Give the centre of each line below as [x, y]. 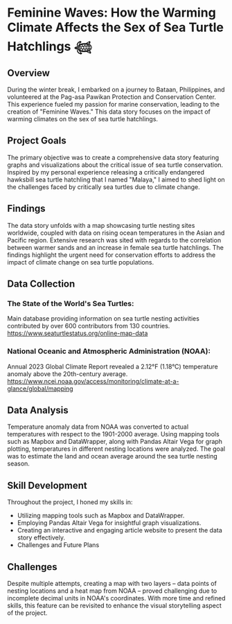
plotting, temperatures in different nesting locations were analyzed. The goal [116, 449]
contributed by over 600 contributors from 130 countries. [89, 326]
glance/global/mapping [41, 389]
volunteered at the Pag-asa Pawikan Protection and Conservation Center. [112, 97]
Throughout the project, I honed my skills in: [70, 502]
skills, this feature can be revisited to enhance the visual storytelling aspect [114, 606]
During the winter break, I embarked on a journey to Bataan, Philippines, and [116, 89]
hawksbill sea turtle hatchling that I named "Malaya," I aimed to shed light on [116, 179]
